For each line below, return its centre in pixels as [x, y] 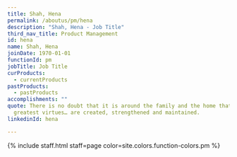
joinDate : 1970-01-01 [39, 54]
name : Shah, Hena [33, 47]
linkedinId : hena [33, 119]
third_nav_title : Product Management [63, 34]
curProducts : [26, 73]
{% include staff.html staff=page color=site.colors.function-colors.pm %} [114, 145]
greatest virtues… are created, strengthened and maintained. [107, 112]
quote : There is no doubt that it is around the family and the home [112, 106]
